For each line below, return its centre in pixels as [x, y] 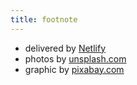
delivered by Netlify [65, 48]
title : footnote [44, 19]
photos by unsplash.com [75, 58]
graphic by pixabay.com [74, 69]
